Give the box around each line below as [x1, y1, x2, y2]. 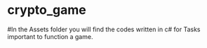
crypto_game [7, 2, 86, 18]
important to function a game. [7, 32, 93, 40]
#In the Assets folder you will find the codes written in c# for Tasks [7, 25, 201, 33]
